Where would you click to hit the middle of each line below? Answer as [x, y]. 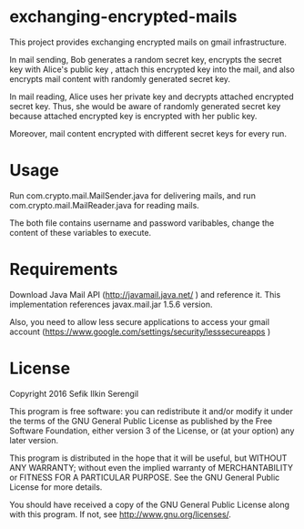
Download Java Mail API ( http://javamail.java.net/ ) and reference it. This [145, 294]
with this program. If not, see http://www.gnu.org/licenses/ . [121, 514]
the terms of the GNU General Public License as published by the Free [141, 421]
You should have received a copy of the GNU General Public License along [149, 504]
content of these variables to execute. [81, 232]
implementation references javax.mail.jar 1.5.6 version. [111, 304]
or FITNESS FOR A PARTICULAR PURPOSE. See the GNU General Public [145, 477]
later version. [34, 440]
